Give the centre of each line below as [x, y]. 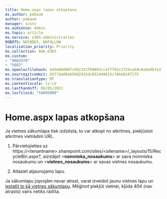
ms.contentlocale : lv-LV [31, 83]
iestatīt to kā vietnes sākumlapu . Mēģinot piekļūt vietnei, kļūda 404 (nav [79, 186]
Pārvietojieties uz [30, 146]
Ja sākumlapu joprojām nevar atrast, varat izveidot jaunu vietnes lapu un [79, 181]
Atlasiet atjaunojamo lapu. [39, 171]
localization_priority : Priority [40, 47]
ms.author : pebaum [24, 14]
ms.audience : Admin [25, 28]
